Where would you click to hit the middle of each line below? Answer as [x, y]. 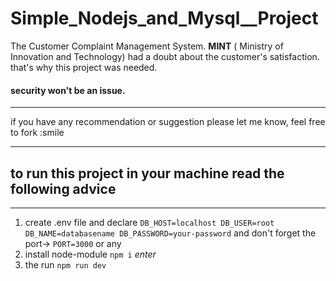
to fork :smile [37, 133]
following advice [63, 188]
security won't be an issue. [68, 90]
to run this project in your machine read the [147, 173]
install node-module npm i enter [90, 254]
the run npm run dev [65, 264]
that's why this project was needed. [84, 67]
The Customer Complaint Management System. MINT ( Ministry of [147, 46]
